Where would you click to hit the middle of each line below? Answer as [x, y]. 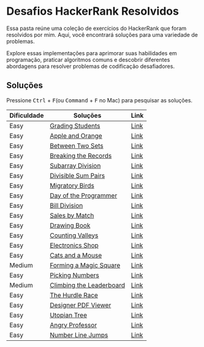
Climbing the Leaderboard [88, 285]
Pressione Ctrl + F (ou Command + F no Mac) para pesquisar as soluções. [100, 100]
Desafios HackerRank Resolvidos [93, 11]
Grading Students [75, 126]
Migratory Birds [72, 185]
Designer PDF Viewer [81, 305]
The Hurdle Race [74, 295]
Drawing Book [70, 225]
